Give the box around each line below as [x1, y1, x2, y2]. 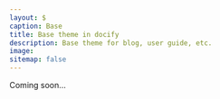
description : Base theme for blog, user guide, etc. [9, 38, 213, 48]
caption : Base [9, 22, 63, 31]
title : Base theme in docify [9, 30, 120, 39]
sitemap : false [9, 55, 67, 64]
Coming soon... [9, 80, 66, 90]
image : [9, 47, 34, 56]
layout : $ [9, 13, 47, 22]
